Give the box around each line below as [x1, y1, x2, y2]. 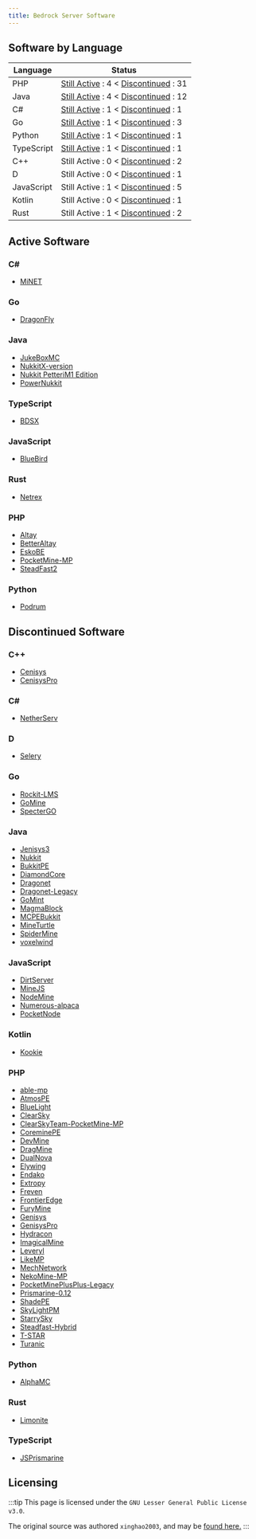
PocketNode [19, 1009, 61, 1019]
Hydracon [19, 1228, 53, 1239]
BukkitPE [19, 861, 49, 871]
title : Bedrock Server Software [8, 11, 115, 20]
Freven [19, 1186, 43, 1196]
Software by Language [8, 41, 123, 55]
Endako [19, 1169, 45, 1179]
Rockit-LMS [19, 789, 59, 799]
